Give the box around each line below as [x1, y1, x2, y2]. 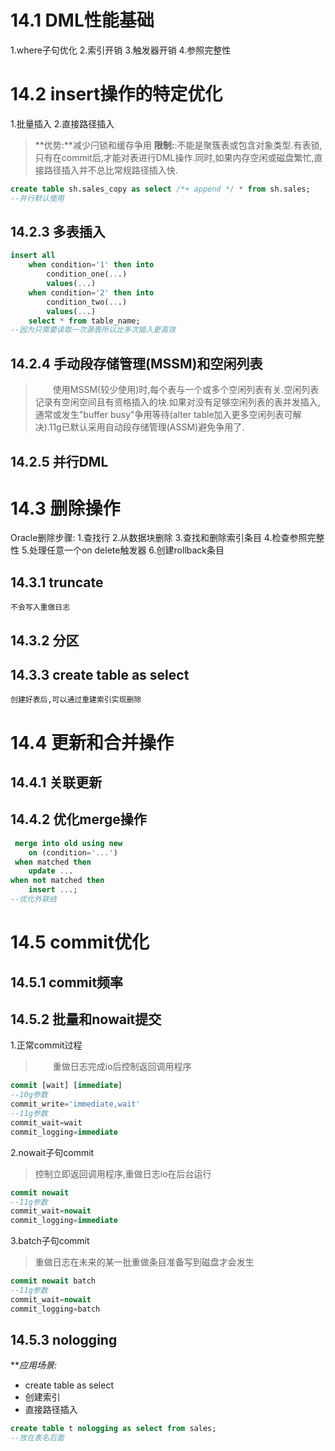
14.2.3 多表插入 [10, 224, 106, 241]
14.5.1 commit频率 [10, 974, 124, 991]
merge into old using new [14, 838, 123, 848]
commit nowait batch [10, 1276, 97, 1286]
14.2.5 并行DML [10, 453, 109, 470]
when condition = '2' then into [28, 287, 155, 298]
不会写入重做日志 [10, 602, 71, 613]
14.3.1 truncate [10, 574, 104, 591]
